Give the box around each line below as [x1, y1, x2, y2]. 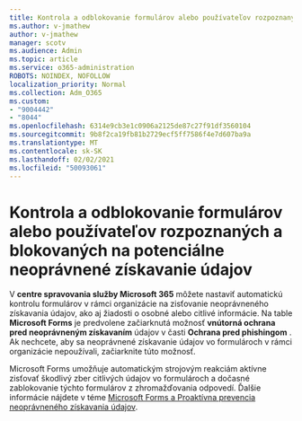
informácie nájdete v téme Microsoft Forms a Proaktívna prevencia [9, 392, 256, 403]
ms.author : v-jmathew [9, 22, 91, 31]
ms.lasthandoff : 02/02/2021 [9, 154, 115, 164]
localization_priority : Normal [9, 80, 127, 89]
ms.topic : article [9, 55, 78, 64]
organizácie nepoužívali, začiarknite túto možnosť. [9, 346, 196, 357]
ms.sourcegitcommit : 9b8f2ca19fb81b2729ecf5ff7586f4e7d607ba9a [9, 130, 252, 139]
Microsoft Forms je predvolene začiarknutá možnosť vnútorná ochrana [9, 318, 276, 329]
